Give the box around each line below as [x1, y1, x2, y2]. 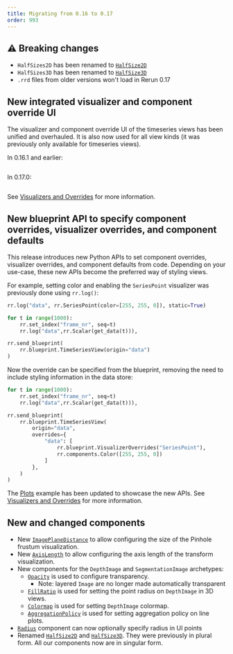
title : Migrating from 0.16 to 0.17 [7, 10, 113, 17]
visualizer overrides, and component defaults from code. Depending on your [7, 260, 226, 269]
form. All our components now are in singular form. [17, 639, 163, 647]
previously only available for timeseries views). [7, 140, 141, 148]
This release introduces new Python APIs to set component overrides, [7, 253, 207, 261]
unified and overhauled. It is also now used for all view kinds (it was [7, 133, 200, 141]
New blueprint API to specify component [7, 213, 187, 225]
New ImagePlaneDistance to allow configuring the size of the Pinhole [17, 535, 212, 543]
